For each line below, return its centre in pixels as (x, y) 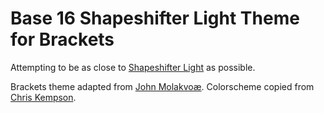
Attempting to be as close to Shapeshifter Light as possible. (133, 67)
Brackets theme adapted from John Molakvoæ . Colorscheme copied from (162, 86)
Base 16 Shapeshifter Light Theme (155, 18)
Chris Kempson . (43, 97)
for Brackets (62, 39)
